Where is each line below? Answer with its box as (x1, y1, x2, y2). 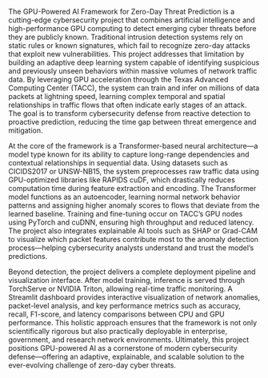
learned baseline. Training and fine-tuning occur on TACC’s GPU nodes (8, 209, 243, 218)
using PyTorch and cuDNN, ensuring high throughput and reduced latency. (8, 217, 254, 227)
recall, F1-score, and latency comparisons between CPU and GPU (8, 309, 226, 319)
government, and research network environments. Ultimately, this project (8, 335, 250, 344)
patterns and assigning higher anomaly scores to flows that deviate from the (8, 201, 260, 210)
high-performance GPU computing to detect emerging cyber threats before (8, 24, 257, 33)
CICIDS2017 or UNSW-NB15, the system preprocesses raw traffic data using (8, 167, 260, 176)
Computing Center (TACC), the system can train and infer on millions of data (8, 83, 260, 93)
